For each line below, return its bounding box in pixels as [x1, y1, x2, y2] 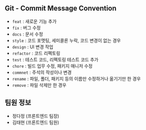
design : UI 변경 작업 [12, 43, 54, 50]
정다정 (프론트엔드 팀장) [12, 113, 60, 119]
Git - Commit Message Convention [5, 4, 116, 13]
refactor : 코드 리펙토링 [12, 50, 61, 56]
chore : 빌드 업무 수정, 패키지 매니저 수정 [12, 63, 93, 69]
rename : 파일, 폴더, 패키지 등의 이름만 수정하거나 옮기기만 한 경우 [12, 75, 141, 82]
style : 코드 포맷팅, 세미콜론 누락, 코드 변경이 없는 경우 [12, 37, 121, 43]
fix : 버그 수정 [12, 24, 41, 31]
